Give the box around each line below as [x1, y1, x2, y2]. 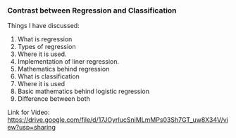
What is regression [17, 35, 73, 43]
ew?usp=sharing [7, 123, 56, 132]
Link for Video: [7, 108, 50, 117]
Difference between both [17, 95, 90, 103]
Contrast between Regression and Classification [7, 6, 178, 15]
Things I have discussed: [7, 22, 80, 30]
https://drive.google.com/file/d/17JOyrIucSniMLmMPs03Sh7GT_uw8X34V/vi [7, 116, 229, 124]
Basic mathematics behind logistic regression [17, 87, 150, 96]
